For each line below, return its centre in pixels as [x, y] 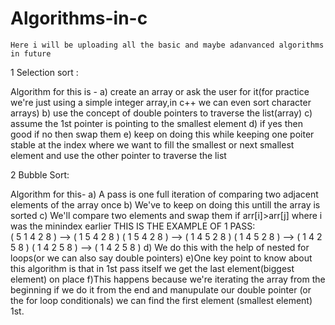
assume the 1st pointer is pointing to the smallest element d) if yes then [156, 123]
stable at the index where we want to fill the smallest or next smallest [152, 144]
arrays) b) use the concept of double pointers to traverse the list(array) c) [161, 113]
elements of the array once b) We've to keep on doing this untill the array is [165, 204]
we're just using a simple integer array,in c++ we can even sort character [161, 102]
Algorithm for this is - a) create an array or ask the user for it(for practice [160, 91]
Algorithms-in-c [79, 18]
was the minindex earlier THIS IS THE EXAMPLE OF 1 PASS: [133, 226]
